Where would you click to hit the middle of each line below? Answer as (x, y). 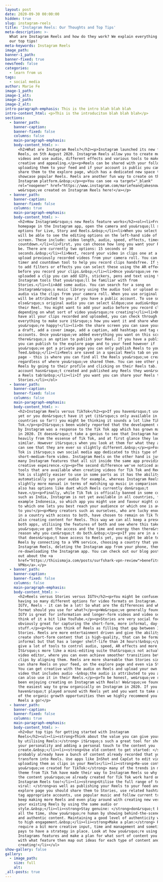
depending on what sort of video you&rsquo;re (66, 312)
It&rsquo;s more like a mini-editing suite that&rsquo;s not (81, 651)
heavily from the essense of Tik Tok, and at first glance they (84, 439)
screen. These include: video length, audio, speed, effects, (82, 240)
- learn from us (26, 73)
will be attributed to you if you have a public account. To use (85, 298)
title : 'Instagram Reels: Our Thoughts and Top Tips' (61, 28)
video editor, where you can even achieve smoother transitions (84, 655)
